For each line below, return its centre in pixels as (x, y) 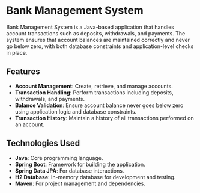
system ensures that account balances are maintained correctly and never (98, 40)
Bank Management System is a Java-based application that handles (90, 27)
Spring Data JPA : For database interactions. (69, 170)
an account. (30, 124)
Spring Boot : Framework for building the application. (80, 164)
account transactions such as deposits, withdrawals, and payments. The (96, 33)
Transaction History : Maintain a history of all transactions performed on (104, 118)
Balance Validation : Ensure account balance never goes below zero (99, 105)
